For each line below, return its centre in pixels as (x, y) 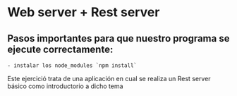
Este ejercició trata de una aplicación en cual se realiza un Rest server (109, 79)
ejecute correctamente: (60, 49)
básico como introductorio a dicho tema (65, 86)
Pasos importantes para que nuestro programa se (119, 38)
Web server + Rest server (84, 12)
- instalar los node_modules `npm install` (72, 66)
